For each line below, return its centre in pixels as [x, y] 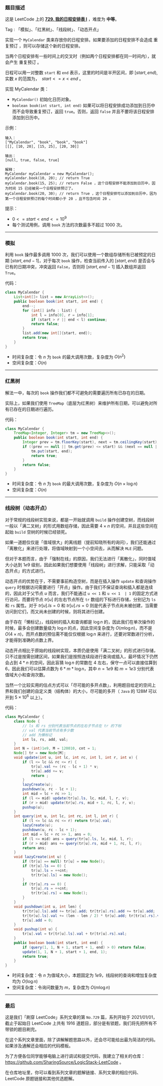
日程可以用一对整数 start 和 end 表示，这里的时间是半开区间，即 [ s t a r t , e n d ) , [81, 73]
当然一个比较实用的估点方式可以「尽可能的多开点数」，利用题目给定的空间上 [81, 685]
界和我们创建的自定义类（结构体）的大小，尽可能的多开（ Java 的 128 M [76, 691]
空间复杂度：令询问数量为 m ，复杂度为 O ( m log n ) [61, 987]
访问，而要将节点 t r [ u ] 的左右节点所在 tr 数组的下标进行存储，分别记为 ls [82, 599]
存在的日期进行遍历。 [35, 409]
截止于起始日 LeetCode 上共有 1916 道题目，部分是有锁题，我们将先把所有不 [81, 1023]
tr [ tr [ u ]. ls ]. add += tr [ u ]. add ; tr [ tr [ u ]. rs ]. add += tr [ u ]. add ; [89, 911]
